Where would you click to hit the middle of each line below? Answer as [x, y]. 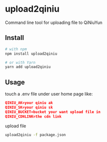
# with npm [16, 49]
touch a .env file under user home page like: [49, 94]
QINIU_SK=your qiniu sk [29, 107]
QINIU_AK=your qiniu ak [29, 103]
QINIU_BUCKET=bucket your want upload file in [53, 112]
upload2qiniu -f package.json [36, 135]
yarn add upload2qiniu [28, 67]
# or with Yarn [20, 62]
